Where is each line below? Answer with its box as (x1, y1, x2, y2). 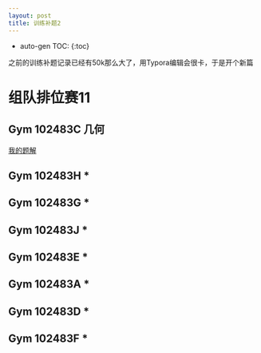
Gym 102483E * (8, 251, 89, 264)
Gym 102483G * (8, 196, 90, 210)
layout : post (8, 11, 52, 20)
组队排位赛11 (8, 89, 91, 106)
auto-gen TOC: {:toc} (19, 41, 90, 50)
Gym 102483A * (8, 277, 90, 292)
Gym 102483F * (8, 332, 89, 346)
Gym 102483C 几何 (8, 123, 105, 137)
